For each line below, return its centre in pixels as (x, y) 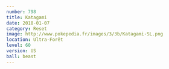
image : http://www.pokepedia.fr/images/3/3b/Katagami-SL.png (85, 34)
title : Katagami (27, 17)
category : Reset (27, 28)
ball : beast (21, 56)
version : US (21, 51)
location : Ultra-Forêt (35, 40)
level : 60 (19, 46)
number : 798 (21, 12)
